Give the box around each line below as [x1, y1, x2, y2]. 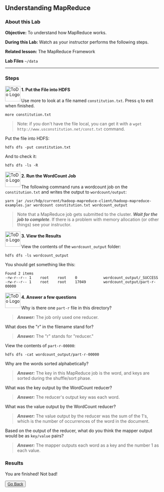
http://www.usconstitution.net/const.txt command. [17, 126, 125, 132]
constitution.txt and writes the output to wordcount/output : [5, 189, 127, 195]
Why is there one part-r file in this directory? [21, 305, 112, 311]
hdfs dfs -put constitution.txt [5, 145, 71, 150]
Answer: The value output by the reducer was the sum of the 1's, [17, 413, 148, 419]
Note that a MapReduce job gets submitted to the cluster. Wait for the [17, 212, 158, 217]
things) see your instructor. [17, 222, 72, 228]
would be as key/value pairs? [5, 433, 64, 439]
